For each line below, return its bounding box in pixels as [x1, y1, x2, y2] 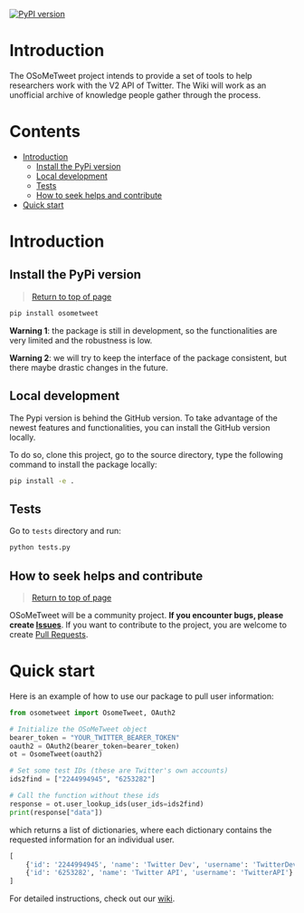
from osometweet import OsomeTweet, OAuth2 [9, 708, 176, 717]
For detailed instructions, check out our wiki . [9, 893, 176, 904]
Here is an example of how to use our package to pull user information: [9, 690, 274, 702]
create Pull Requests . [9, 628, 89, 639]
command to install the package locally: [9, 459, 157, 470]
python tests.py [9, 543, 71, 552]
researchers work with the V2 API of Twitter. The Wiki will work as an [9, 80, 267, 91]
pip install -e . [9, 476, 75, 485]
